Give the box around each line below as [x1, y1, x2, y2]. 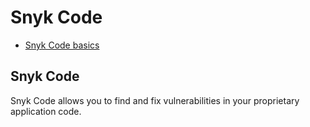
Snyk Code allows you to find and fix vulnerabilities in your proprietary [10, 94, 300, 106]
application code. [10, 105, 82, 117]
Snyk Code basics [24, 39, 100, 51]
